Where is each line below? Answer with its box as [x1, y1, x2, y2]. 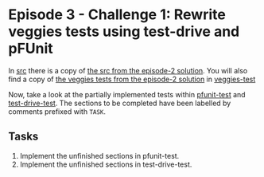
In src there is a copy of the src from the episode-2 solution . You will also [8, 65, 248, 75]
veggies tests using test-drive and [8, 22, 240, 41]
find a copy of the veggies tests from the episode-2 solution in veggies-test [8, 74, 256, 84]
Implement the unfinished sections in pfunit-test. [19, 151, 180, 160]
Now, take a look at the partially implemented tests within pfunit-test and [8, 89, 246, 99]
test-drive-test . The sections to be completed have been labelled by [8, 98, 231, 108]
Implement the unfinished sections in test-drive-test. [19, 159, 192, 169]
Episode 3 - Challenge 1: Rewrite [8, 6, 227, 24]
